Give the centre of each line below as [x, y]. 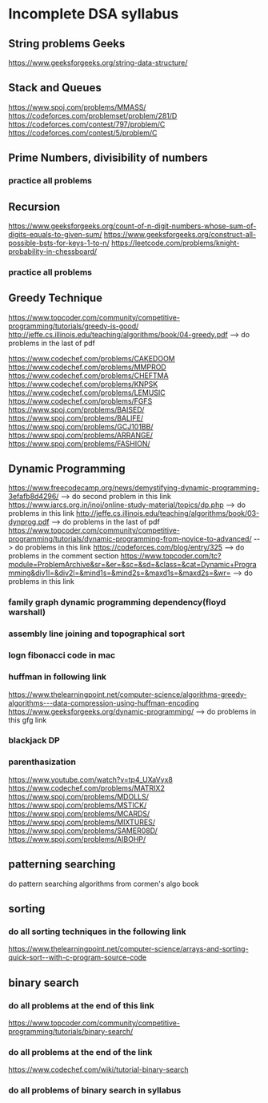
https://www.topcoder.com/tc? [171, 556]
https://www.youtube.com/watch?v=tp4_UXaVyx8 [91, 779]
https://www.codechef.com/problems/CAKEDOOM [92, 358]
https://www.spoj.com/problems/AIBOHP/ [77, 839]
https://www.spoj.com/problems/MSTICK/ [78, 805]
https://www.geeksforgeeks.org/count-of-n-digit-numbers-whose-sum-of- [132, 226]
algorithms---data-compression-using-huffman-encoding [104, 702]
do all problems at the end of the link [80, 1052]
